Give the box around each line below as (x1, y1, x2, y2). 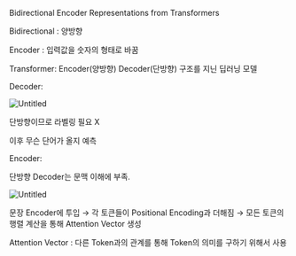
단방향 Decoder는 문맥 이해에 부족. (9, 172, 131, 182)
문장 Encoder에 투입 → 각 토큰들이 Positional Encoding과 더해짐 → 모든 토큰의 (9, 207, 284, 218)
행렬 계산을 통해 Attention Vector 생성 (9, 219, 142, 229)
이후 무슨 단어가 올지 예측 (9, 136, 97, 145)
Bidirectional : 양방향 (9, 26, 83, 36)
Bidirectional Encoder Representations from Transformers (9, 8, 220, 18)
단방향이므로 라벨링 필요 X (9, 117, 100, 127)
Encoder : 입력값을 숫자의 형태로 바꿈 (9, 44, 139, 55)
